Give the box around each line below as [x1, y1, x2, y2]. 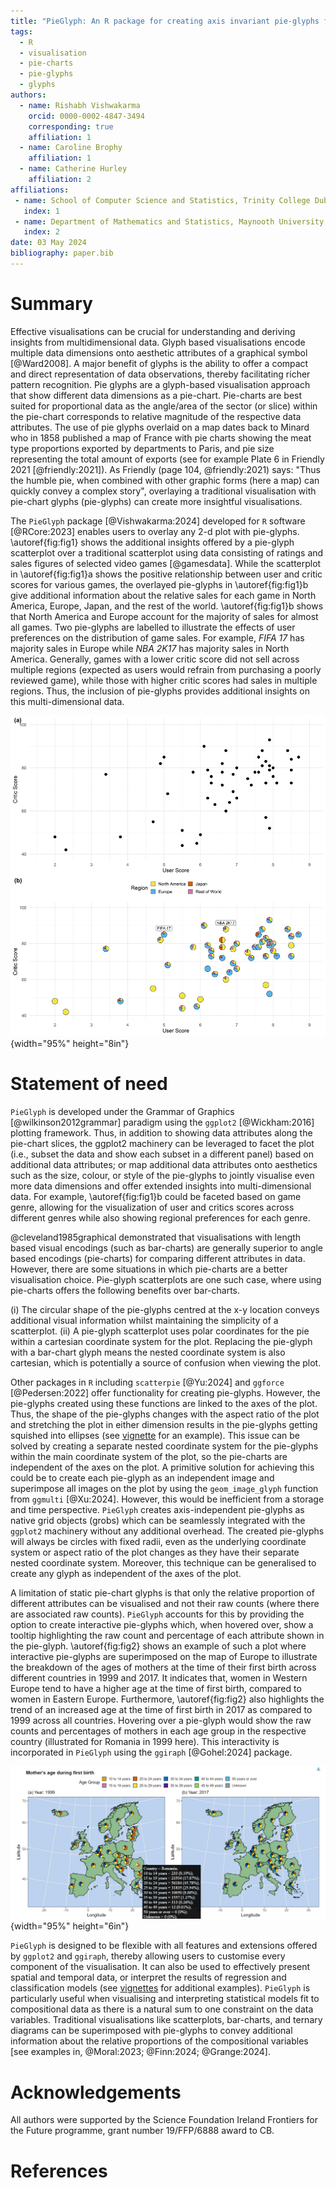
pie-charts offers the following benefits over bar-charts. [10, 1284, 241, 1296]
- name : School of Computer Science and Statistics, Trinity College [14, 195, 311, 205]
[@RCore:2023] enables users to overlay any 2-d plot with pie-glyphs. [10, 525, 300, 537]
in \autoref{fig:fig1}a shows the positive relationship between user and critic [10, 568, 323, 580]
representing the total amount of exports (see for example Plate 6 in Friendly [10, 453, 325, 465]
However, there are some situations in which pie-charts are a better [10, 1263, 288, 1275]
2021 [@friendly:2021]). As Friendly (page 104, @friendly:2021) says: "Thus [10, 463, 321, 475]
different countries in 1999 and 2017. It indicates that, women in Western [10, 1671, 308, 1684]
